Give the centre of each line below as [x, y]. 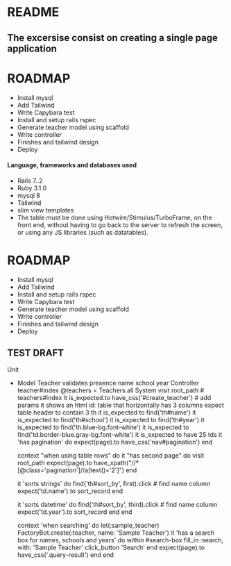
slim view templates [45, 210]
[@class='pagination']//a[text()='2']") [71, 470]
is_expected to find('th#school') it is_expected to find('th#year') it [111, 420]
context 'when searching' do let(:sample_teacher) [88, 526]
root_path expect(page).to [54, 463]
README [33, 12]
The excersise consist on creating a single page [113, 38]
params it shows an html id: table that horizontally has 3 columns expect [120, 405]
